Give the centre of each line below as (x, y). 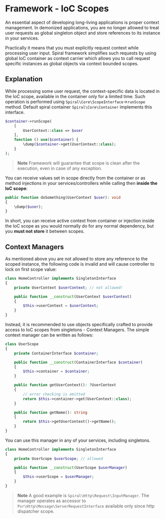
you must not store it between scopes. (45, 231)
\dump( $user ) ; (28, 207)
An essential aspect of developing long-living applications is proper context (82, 22)
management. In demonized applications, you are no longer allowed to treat (82, 27)
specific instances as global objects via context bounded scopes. (72, 63)
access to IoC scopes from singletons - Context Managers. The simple (77, 330)
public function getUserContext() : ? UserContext (65, 385)
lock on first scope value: (31, 269)
